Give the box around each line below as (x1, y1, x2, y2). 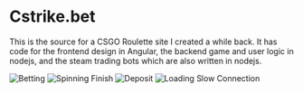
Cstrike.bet (9, 6, 96, 27)
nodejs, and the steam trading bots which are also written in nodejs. (9, 55, 262, 66)
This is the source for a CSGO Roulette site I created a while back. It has (9, 36, 278, 47)
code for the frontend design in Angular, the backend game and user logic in (9, 45, 294, 56)
